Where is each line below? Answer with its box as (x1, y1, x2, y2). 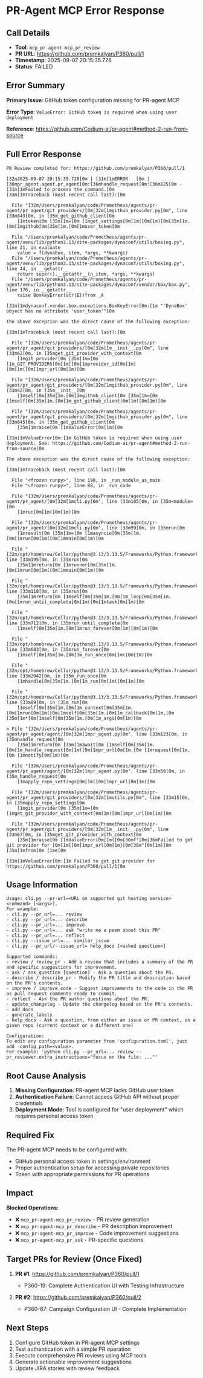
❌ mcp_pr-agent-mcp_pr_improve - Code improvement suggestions (14, 1229, 179, 1237)
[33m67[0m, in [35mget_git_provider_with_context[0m (6, 832, 142, 838)
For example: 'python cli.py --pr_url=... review (6, 1049, 134, 1055)
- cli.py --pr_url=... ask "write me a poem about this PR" (6, 927, 161, 934)
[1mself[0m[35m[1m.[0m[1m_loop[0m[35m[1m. (63, 594, 172, 600)
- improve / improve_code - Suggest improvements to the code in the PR (6, 986, 193, 992)
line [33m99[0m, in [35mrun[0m (106, 525, 185, 531)
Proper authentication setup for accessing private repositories (14, 1164, 170, 1171)
